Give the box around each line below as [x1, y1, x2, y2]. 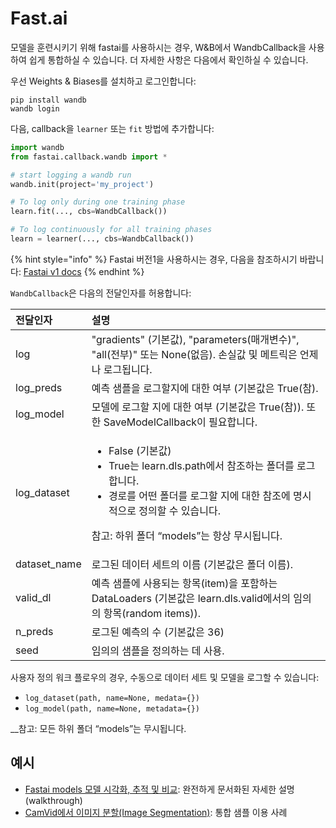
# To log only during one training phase [10, 197, 186, 207]
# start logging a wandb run [10, 170, 132, 180]
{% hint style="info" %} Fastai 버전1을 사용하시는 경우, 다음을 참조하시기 [10, 253, 298, 265]
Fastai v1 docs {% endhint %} [23, 265, 145, 277]
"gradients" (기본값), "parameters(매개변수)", [91, 332, 300, 346]
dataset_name [15, 557, 82, 571]
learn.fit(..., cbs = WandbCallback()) [10, 207, 168, 217]
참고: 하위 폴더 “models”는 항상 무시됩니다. [91, 528, 283, 542]
